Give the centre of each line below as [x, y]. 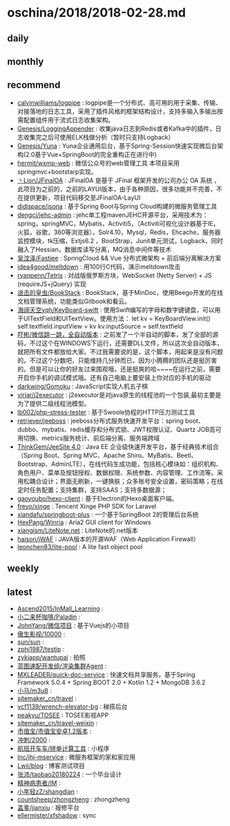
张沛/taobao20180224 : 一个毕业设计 [69, 774]
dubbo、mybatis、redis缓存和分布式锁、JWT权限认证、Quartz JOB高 [116, 429]
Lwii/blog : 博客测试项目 [51, 765]
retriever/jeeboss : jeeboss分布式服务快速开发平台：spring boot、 [111, 421]
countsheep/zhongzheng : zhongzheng [73, 799]
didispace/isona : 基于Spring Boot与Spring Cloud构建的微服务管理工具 [117, 206]
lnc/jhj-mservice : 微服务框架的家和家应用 [76, 757]
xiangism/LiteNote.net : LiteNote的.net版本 [77, 530]
